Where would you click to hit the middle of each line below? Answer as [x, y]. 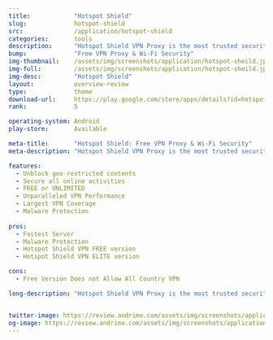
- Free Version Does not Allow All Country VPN [98, 279]
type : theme [50, 92]
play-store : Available [58, 129]
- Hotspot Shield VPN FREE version [76, 249]
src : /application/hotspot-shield [91, 31]
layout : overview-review [69, 84]
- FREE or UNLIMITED [50, 189]
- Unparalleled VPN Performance [71, 196]
